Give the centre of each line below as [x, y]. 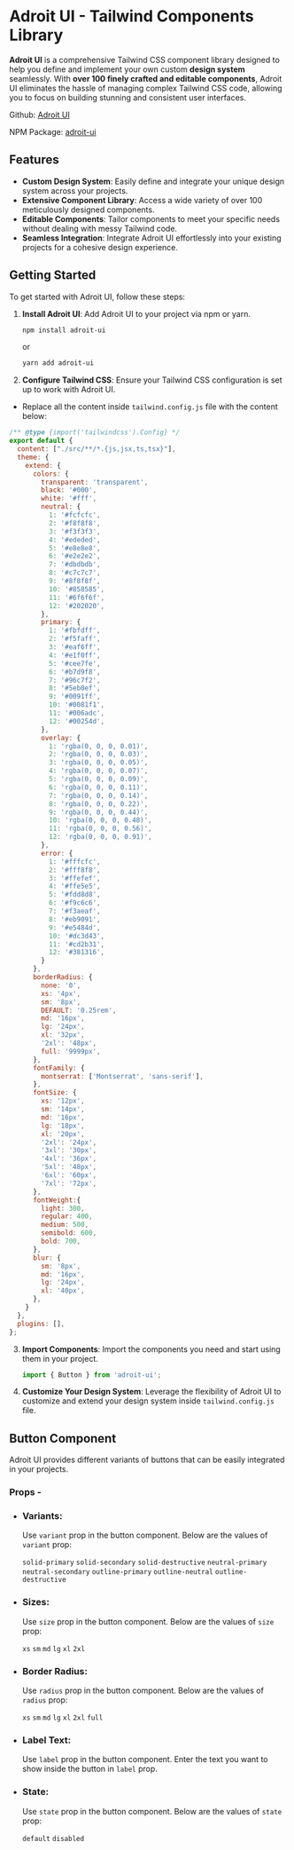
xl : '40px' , [63, 1291]
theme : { [33, 457]
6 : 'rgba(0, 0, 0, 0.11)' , [98, 787]
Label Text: [46, 1740]
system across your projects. [75, 190]
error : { [57, 853]
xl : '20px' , [63, 1134]
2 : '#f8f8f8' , [74, 523]
